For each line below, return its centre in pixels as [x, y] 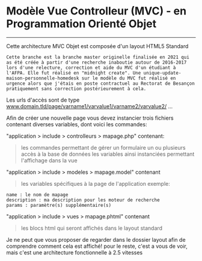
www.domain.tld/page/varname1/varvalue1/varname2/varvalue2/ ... [90, 106]
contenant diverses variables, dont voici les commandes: [77, 124]
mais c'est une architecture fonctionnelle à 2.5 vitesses [75, 252]
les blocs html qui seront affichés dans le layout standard [92, 228]
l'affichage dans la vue [49, 160]
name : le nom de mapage [37, 195]
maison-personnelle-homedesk [43, 78]
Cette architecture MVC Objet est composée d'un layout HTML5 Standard [97, 46]
